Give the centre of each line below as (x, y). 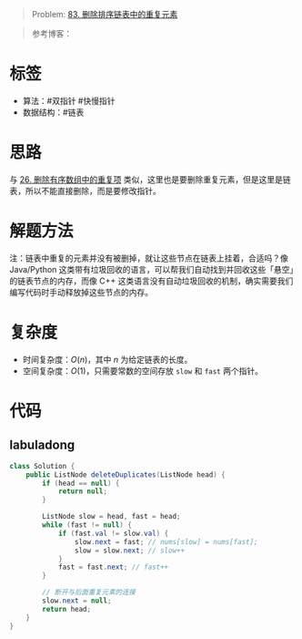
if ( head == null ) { (81, 483)
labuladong (42, 445)
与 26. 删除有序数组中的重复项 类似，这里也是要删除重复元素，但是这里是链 (150, 179)
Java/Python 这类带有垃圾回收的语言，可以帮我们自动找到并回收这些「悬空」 (151, 269)
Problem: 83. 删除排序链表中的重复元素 (105, 14)
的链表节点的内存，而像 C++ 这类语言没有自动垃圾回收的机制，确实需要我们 (151, 281)
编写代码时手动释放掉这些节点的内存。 (81, 292)
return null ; (82, 491)
